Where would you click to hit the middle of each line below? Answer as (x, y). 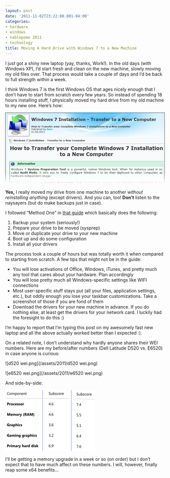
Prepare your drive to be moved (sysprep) (56, 228)
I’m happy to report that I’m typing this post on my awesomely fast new (79, 328)
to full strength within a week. (36, 79)
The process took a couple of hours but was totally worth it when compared (84, 254)
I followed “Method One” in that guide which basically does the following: (81, 213)
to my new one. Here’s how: (34, 105)
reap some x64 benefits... (32, 470)
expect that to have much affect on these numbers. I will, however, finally (81, 465)
